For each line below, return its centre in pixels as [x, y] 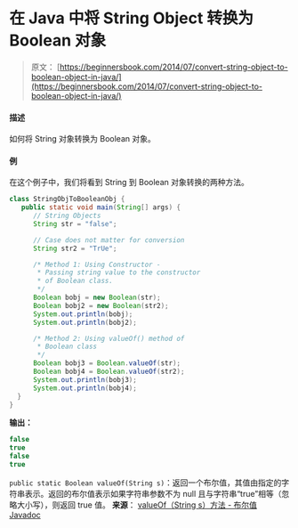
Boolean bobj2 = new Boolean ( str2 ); [101, 305]
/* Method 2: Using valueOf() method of [109, 338]
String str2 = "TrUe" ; [75, 248]
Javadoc [25, 515]
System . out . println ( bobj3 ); [85, 379]
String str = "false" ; [75, 223]
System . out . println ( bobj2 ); [85, 322]
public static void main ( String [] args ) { [101, 207]
